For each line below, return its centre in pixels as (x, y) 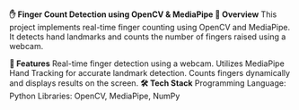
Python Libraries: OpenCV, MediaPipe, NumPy (95, 96)
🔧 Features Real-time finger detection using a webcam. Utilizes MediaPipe (147, 63)
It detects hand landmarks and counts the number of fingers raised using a (148, 37)
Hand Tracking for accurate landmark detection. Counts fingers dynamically (149, 73)
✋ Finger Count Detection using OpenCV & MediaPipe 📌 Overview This (143, 14)
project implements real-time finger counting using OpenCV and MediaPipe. (149, 27)
